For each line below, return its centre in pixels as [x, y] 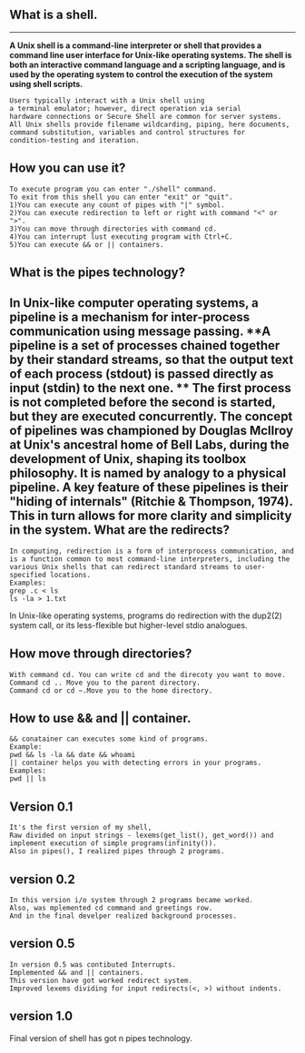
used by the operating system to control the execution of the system [141, 74]
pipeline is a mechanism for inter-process [130, 317]
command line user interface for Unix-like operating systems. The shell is [151, 54]
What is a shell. [54, 15]
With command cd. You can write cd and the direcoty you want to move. [148, 674]
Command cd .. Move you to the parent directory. [105, 683]
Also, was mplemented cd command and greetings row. [111, 908]
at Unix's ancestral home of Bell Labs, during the [149, 445]
